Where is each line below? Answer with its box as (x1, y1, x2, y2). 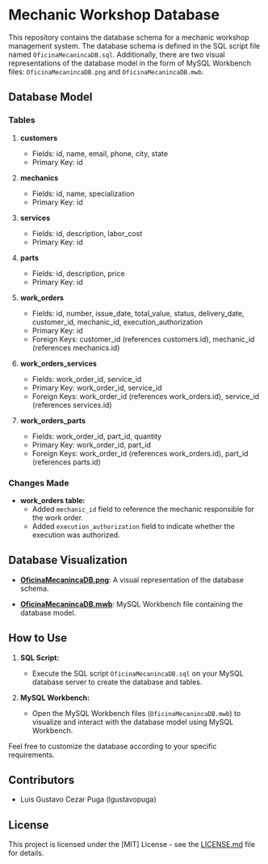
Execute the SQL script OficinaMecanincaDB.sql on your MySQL (31, 668, 244, 678)
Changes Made (8, 477, 69, 489)
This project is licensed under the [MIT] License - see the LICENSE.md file (8, 840, 256, 849)
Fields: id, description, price (31, 269, 125, 278)
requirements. (8, 750, 55, 760)
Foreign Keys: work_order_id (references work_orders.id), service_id (31, 391, 260, 401)
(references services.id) (31, 400, 112, 409)
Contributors (8, 773, 75, 786)
